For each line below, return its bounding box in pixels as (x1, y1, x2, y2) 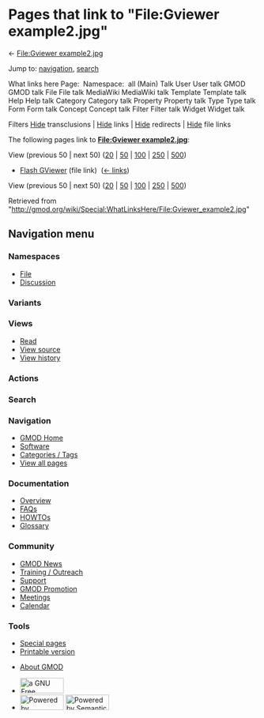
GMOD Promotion (19, 584, 77, 593)
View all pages (19, 458, 68, 468)
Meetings (19, 592, 51, 602)
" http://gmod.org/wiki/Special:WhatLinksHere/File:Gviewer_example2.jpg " (8, 204, 251, 214)
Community (8, 541, 55, 552)
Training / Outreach (19, 567, 84, 577)
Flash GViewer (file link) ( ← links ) (19, 165, 130, 175)
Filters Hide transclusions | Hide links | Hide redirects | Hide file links (8, 119, 232, 129)
